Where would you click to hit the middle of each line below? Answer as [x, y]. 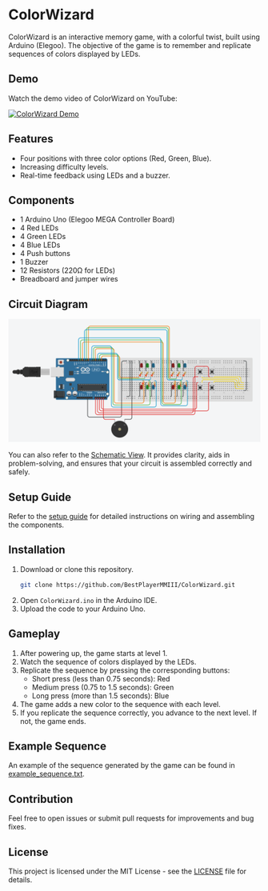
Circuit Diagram [48, 304]
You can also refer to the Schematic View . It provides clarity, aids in [119, 455]
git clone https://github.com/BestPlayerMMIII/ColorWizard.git [128, 585]
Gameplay [34, 634]
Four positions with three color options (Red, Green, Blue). [116, 158]
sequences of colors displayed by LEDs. [74, 54]
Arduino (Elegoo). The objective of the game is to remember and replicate [130, 45]
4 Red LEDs [39, 228]
